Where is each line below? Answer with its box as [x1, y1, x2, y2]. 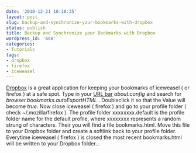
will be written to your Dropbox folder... [6, 140, 101, 147]
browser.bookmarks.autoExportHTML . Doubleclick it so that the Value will [6, 97, 185, 104]
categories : [6, 41, 35, 47]
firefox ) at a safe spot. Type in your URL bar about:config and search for [6, 91, 182, 98]
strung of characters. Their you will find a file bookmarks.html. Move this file [6, 121, 190, 128]
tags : [6, 52, 19, 58]
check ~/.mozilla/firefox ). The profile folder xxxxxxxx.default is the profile [6, 109, 185, 116]
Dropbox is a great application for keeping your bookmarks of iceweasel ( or [6, 84, 190, 91]
